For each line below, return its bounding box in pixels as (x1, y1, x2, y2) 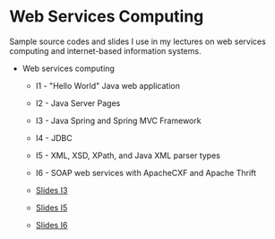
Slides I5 (35, 202, 68, 213)
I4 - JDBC (35, 132, 73, 143)
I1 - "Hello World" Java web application (35, 80, 181, 91)
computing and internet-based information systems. (9, 45, 202, 56)
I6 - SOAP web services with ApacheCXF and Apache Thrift (35, 167, 257, 178)
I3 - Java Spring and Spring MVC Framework (35, 115, 202, 126)
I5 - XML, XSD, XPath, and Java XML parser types (35, 150, 221, 161)
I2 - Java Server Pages (35, 97, 121, 109)
